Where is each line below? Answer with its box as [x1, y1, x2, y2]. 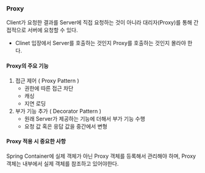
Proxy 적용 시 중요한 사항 [6, 138, 66, 145]
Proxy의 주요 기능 [6, 62, 49, 69]
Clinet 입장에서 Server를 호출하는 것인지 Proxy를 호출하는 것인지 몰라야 [15, 40, 186, 47]
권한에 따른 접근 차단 [24, 84, 74, 92]
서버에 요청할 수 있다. [27, 26, 78, 34]
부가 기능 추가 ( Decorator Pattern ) [15, 107, 102, 115]
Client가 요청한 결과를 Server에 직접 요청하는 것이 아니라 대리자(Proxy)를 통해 [6, 19, 192, 26]
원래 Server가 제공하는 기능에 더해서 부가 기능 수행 [24, 115, 145, 122]
